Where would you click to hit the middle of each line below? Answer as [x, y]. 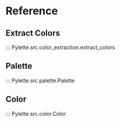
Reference [32, 11]
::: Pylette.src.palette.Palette [40, 80]
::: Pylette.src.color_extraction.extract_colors [61, 47]
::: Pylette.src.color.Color [36, 113]
